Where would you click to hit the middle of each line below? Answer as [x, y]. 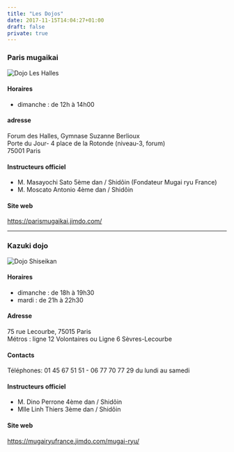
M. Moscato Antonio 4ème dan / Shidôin [75, 190]
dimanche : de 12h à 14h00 [56, 104]
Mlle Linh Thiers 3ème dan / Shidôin [69, 409]
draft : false [26, 27]
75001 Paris [24, 150]
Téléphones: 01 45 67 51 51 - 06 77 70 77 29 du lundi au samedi [99, 370]
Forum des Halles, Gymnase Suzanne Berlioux [74, 136]
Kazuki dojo [28, 246]
